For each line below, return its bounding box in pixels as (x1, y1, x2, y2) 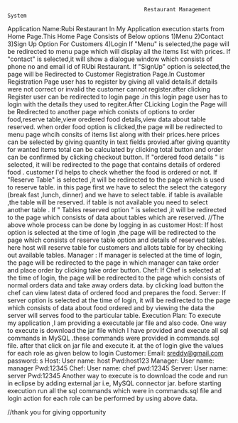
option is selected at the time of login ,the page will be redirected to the (7, 229, 217, 236)
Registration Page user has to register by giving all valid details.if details (7, 77, 218, 86)
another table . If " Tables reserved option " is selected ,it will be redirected (7, 206, 227, 214)
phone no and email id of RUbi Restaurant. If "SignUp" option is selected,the (7, 62, 231, 70)
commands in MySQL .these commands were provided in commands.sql (7, 334, 220, 342)
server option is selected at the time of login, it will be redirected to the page (7, 296, 231, 304)
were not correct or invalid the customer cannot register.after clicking (7, 85, 211, 93)
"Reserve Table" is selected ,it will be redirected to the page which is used (7, 175, 225, 184)
